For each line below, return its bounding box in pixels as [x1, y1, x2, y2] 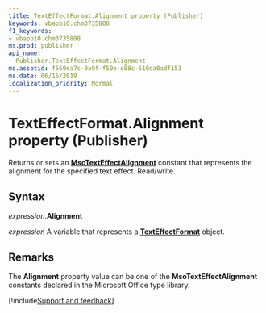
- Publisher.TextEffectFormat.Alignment [8, 57, 147, 65]
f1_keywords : [8, 27, 52, 35]
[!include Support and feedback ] [8, 296, 114, 306]
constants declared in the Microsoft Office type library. [8, 280, 190, 290]
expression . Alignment [8, 211, 83, 221]
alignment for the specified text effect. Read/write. [8, 166, 176, 176]
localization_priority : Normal [8, 79, 114, 87]
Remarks [8, 250, 55, 264]
